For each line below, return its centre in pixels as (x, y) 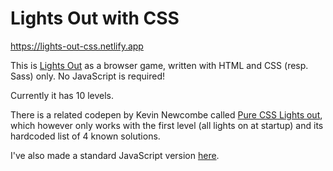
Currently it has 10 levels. (62, 95)
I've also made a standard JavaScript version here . (115, 155)
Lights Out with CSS (95, 18)
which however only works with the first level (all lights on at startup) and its (167, 125)
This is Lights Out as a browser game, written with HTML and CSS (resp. (159, 65)
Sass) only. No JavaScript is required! (88, 76)
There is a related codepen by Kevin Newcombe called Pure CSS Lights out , (166, 114)
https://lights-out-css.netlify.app (77, 46)
